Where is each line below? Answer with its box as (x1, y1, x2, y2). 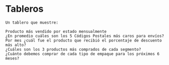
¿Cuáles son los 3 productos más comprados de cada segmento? (5, 47, 141, 52)
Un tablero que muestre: (5, 20, 59, 25)
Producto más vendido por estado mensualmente (5, 29, 107, 34)
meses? (5, 56, 20, 61)
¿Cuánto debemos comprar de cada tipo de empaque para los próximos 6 (5, 51, 160, 56)
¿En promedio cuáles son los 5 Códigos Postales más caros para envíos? (5, 33, 164, 38)
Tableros (5, 3, 44, 15)
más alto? (5, 42, 27, 48)
